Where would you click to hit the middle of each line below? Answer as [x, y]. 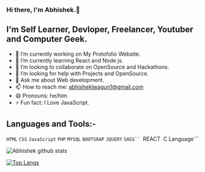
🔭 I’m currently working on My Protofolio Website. [78, 54]
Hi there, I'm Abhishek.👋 [43, 10]
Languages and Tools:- [51, 124]
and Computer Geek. [47, 39]
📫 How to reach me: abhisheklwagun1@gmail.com [79, 87]
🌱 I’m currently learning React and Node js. [69, 60]
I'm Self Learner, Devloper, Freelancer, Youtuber [100, 30]
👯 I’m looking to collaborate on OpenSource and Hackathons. [92, 67]
